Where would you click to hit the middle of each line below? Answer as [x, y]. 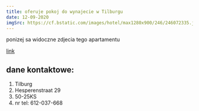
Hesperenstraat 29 [38, 90]
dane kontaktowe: [40, 70]
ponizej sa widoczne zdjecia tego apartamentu [63, 40]
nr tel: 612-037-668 [39, 103]
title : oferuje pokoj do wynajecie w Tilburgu [65, 12]
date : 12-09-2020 [28, 17]
